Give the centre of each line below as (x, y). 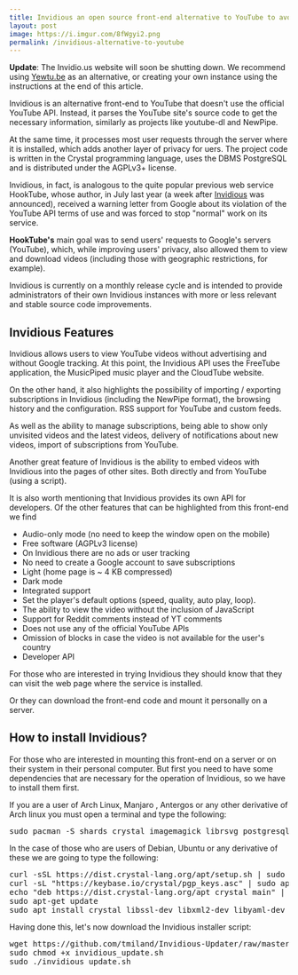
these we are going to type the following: (84, 857)
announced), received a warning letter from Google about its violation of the (148, 204)
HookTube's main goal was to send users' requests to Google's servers (141, 240)
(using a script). (38, 481)
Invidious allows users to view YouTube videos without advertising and (138, 354)
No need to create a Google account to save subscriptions (129, 563)
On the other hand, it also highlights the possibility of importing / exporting (145, 390)
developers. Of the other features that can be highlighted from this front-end (149, 508)
